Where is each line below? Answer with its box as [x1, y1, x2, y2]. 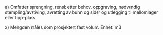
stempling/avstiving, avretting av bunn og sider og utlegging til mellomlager [5, 9, 159, 15]
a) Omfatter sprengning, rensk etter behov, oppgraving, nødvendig [5, 4, 140, 10]
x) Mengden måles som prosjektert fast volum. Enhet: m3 [5, 24, 122, 30]
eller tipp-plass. [5, 15, 37, 20]
